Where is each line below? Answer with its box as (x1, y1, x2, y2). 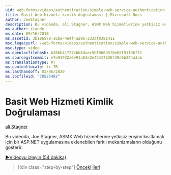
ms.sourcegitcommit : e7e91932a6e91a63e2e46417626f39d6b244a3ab (5, 55, 142, 60)
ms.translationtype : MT (5, 60, 56, 65)
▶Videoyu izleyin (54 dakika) (5, 154, 67, 160)
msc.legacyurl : (5, 41, 38, 46)
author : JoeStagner (5, 17, 47, 22)
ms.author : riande (5, 27, 44, 32)
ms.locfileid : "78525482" (5, 74, 60, 79)
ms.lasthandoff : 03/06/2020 (5, 69, 65, 74)
